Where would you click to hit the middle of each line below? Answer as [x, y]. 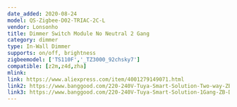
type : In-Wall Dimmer [39, 46]
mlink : [17, 73]
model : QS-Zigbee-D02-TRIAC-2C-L [56, 20]
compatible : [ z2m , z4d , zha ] [47, 66]
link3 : [17, 92]
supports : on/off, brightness [52, 53]
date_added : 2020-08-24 [42, 14]
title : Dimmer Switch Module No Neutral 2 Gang [79, 33]
